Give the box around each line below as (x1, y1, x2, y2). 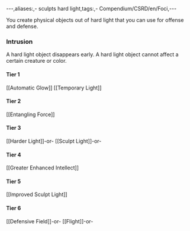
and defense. (6, 23, 38, 30)
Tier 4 (6, 151, 21, 158)
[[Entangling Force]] (6, 111, 55, 118)
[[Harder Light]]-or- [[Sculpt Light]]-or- (6, 137, 102, 145)
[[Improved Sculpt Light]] (6, 191, 67, 198)
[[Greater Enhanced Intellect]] (6, 164, 79, 171)
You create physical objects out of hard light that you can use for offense (6, 17, 184, 23)
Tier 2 (6, 98, 21, 105)
